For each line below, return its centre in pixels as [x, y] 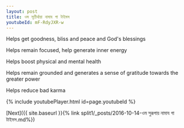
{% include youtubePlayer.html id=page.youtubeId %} [71, 102]
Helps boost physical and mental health [53, 61]
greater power [23, 79]
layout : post [22, 11]
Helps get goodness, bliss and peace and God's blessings [76, 39]
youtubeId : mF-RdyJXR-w [35, 22]
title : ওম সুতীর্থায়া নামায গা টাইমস [38, 17]
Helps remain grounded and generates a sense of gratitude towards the [92, 73]
